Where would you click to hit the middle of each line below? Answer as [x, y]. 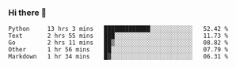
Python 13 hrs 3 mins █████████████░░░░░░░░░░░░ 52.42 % [118, 29]
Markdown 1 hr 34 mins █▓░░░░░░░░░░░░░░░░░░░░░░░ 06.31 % [118, 57]
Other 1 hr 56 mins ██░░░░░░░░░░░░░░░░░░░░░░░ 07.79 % [118, 50]
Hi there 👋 [28, 13]
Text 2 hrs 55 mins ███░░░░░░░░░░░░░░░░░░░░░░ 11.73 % [118, 36]
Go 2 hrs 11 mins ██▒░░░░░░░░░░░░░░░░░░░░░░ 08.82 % [118, 43]
